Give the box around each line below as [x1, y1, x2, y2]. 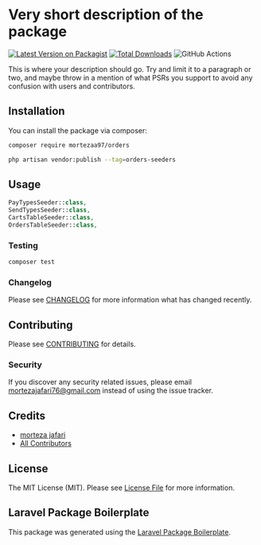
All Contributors [19, 439, 72, 448]
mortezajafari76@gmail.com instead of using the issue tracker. [8, 385, 213, 396]
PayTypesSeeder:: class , [8, 199, 88, 207]
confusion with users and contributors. [8, 81, 135, 91]
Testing [8, 239, 38, 251]
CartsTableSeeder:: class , [8, 214, 94, 222]
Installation [8, 105, 65, 118]
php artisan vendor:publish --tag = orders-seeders [8, 156, 177, 164]
